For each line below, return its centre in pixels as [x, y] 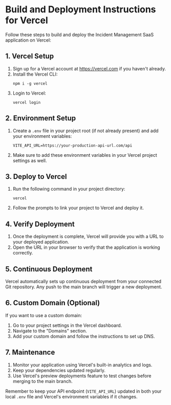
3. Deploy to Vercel [36, 177]
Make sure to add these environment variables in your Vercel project [85, 155]
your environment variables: [42, 136]
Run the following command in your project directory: [69, 189]
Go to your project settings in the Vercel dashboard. [67, 325]
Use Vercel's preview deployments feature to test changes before [82, 376]
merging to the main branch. [42, 381]
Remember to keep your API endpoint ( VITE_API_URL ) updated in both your [83, 391]
